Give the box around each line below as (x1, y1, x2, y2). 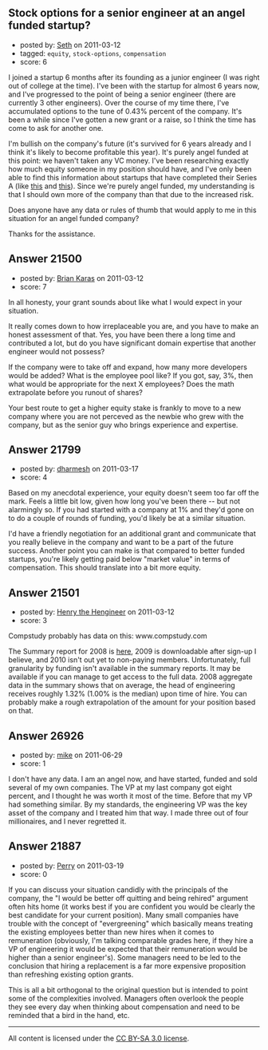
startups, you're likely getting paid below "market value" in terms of (8, 555, 231, 564)
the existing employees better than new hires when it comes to (8, 927, 215, 937)
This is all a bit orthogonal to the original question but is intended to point (8, 985, 249, 994)
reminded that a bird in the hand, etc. (8, 1010, 130, 1020)
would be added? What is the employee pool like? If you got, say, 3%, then (8, 370, 254, 380)
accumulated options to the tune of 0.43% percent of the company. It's (8, 106, 242, 116)
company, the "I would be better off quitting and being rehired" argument (8, 893, 249, 902)
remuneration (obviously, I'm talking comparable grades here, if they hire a (8, 935, 254, 945)
